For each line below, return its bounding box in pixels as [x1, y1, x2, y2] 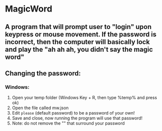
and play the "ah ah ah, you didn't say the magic [5, 45, 153, 54]
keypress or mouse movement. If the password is [5, 30, 157, 38]
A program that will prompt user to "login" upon [5, 23, 152, 31]
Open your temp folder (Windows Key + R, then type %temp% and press [12, 95, 157, 101]
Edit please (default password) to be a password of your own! [12, 110, 135, 116]
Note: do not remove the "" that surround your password [12, 120, 125, 126]
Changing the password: [5, 69, 81, 77]
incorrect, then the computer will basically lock [5, 38, 150, 46]
